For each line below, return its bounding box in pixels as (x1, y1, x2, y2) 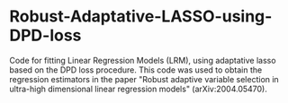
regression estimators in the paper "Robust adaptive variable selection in (9, 73, 279, 84)
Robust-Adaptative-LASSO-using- (9, 6, 273, 27)
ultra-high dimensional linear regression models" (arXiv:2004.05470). (9, 83, 267, 94)
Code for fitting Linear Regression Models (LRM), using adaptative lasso (9, 55, 276, 65)
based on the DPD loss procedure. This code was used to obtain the (9, 64, 263, 75)
